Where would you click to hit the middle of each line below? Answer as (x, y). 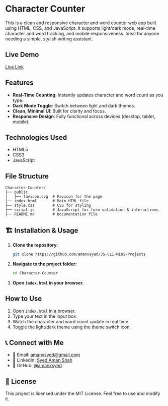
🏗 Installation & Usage (42, 230)
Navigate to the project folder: (45, 264)
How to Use (24, 299)
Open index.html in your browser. (48, 282)
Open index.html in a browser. (44, 311)
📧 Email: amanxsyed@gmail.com (46, 355)
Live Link (15, 67)
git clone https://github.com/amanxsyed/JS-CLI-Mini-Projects (79, 254)
